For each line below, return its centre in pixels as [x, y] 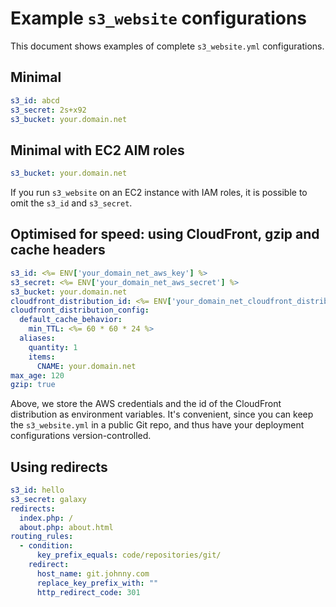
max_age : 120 [37, 375]
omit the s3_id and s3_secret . [71, 203]
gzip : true [33, 385]
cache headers [58, 250]
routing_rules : [42, 537]
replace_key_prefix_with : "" [97, 583]
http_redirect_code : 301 [88, 592]
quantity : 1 [53, 347]
